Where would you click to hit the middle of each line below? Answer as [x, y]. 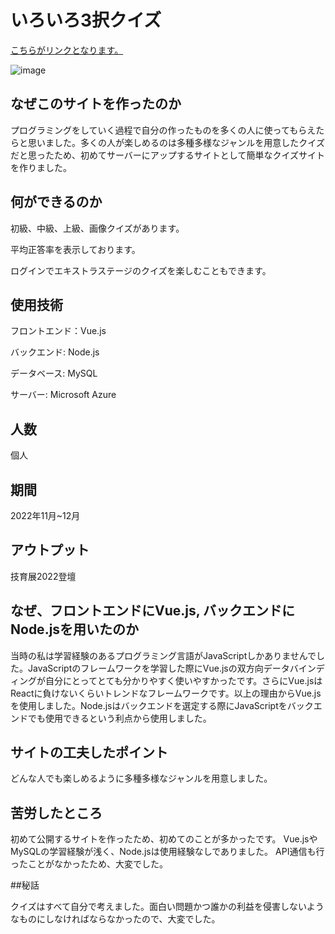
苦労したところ [56, 812]
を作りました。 [41, 167]
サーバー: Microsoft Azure [63, 395]
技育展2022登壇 [43, 576]
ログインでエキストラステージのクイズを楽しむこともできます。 [141, 270]
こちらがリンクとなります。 [67, 50]
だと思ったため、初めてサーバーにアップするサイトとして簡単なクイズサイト [168, 155]
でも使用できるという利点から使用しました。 [119, 718]
